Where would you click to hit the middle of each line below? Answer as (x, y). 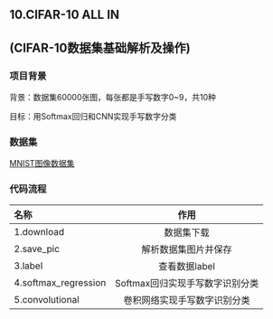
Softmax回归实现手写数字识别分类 (187, 283)
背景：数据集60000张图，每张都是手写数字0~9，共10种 (113, 98)
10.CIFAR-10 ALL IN (65, 15)
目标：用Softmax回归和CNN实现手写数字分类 (93, 117)
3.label (28, 266)
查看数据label (186, 266)
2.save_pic (37, 249)
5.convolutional (47, 299)
